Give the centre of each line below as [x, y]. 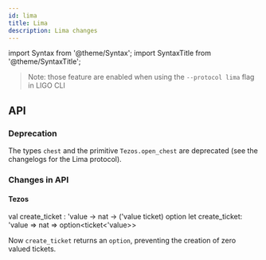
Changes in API [39, 179]
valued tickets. [32, 249]
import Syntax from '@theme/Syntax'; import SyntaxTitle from [110, 53]
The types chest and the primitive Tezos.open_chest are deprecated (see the [133, 151]
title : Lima [28, 23]
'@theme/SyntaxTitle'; [45, 61]
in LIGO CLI [47, 85]
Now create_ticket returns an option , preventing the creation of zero [122, 241]
